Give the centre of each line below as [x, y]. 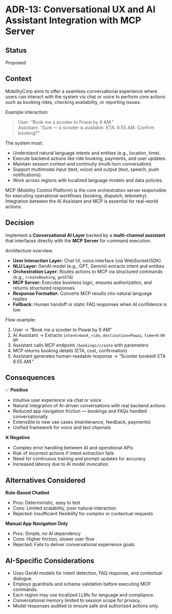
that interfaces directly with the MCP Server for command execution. [78, 241]
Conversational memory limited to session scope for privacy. [77, 601]
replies [20, 299]
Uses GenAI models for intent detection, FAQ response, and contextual [88, 573]
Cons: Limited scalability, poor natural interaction [64, 508]
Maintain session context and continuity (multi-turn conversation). [83, 164]
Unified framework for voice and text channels [62, 427]
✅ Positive [17, 390]
